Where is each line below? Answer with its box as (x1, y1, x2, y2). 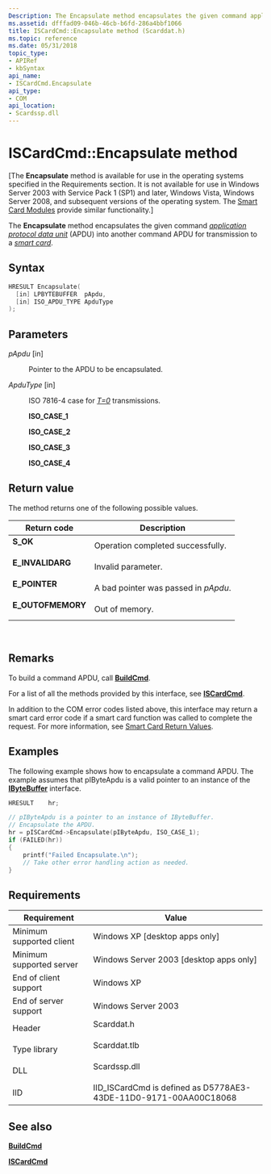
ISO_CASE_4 (28, 458, 71, 468)
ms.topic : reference (8, 34, 78, 43)
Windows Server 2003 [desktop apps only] (93, 954, 257, 965)
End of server (12, 996, 65, 1007)
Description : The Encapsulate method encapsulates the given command (8, 11, 248, 20)
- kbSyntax (8, 65, 45, 73)
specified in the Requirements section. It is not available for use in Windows (8, 179, 260, 189)
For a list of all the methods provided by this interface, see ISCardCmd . (8, 688, 245, 698)
